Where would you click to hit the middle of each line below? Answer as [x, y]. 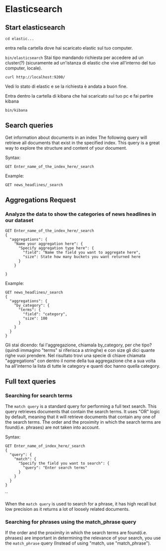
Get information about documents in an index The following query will [76, 137]
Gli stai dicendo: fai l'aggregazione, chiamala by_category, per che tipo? [79, 345]
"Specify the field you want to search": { [64, 464]
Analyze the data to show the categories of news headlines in [81, 214]
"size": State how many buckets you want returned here [82, 257]
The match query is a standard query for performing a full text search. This [81, 406]
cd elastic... [20, 39]
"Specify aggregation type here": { [56, 248]
